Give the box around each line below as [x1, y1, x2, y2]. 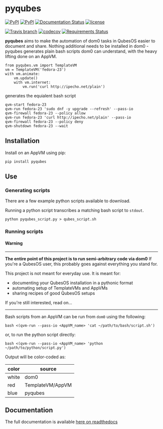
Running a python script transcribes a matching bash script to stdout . [5, 208, 144, 214]
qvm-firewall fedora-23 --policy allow [5, 111, 86, 116]
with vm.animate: [5, 71, 40, 76]
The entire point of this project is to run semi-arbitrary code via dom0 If [5, 255, 152, 261]
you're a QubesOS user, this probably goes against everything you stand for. [5, 261, 158, 267]
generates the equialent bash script [5, 93, 76, 98]
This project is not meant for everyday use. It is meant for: [5, 270, 121, 276]
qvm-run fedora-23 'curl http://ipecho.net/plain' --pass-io [5, 115, 131, 120]
